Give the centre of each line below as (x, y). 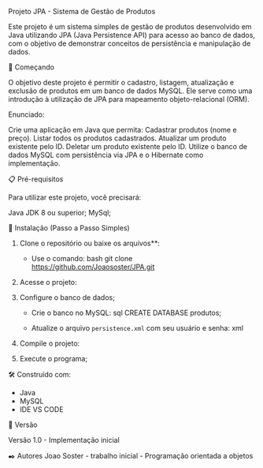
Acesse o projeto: (48, 282)
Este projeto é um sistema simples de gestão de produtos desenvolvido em (130, 26)
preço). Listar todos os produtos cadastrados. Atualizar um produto (117, 138)
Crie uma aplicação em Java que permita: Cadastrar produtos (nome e (123, 130)
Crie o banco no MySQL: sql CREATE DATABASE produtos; (126, 313)
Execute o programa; (54, 359)
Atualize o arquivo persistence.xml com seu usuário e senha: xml (137, 328)
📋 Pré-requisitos (36, 179)
